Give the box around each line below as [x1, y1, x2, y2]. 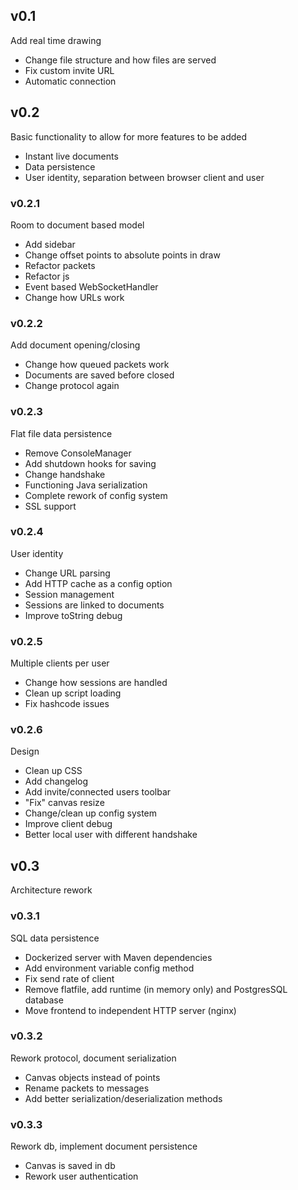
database [24, 994, 64, 1006]
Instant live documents [24, 150, 119, 162]
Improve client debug [24, 818, 113, 830]
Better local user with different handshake [24, 829, 198, 841]
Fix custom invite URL [24, 64, 115, 76]
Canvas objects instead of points [24, 1071, 161, 1083]
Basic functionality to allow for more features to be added [10, 130, 248, 143]
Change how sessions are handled [24, 677, 168, 689]
